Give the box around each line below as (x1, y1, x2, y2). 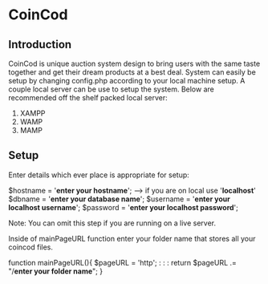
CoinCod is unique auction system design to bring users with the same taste (8, 59, 261, 68)
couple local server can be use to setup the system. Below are (8, 84, 214, 94)
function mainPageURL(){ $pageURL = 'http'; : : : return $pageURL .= (8, 258, 237, 267)
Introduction (8, 38, 72, 51)
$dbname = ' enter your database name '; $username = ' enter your (8, 194, 230, 204)
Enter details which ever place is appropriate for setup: (8, 170, 190, 180)
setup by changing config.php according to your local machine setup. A (8, 76, 246, 85)
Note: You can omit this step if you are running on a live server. (8, 218, 217, 228)
